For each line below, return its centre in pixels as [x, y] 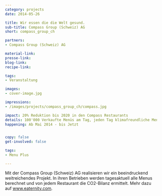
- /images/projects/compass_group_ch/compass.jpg [56, 107]
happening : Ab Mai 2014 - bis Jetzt [42, 124]
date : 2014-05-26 [22, 14]
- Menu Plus [17, 155]
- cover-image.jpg [23, 94]
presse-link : [18, 58]
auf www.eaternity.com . [29, 188]
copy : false [17, 137]
